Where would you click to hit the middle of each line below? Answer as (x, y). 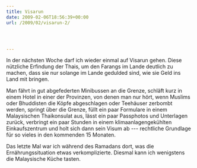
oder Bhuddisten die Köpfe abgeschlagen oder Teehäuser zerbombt (89, 103)
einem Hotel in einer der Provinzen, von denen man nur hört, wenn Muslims (99, 97)
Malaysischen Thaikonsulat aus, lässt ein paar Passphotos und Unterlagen (97, 116)
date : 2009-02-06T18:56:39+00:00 (47, 17)
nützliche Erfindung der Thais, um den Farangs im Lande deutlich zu (90, 66)
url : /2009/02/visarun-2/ (38, 23)
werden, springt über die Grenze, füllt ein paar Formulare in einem (87, 110)
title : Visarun (25, 12)
